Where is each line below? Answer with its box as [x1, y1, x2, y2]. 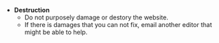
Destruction [13, 6, 51, 14]
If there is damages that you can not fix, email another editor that [24, 21, 213, 28]
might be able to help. [24, 28, 88, 36]
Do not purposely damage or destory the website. [24, 13, 168, 21]
